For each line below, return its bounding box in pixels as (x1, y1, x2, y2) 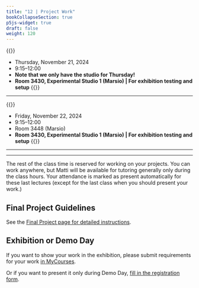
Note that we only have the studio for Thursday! (14, 71, 135, 78)
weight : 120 (6, 31, 36, 37)
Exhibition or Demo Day (6, 236, 95, 246)
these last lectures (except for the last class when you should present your (6, 179, 188, 186)
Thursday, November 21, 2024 (14, 59, 89, 66)
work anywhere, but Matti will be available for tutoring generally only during (6, 167, 191, 174)
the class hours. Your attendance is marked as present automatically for (6, 173, 182, 180)
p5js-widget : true (6, 20, 52, 26)
